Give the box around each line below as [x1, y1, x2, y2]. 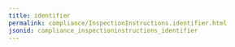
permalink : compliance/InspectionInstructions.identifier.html [8, 19, 228, 27]
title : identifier [8, 11, 71, 20]
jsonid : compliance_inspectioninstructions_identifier [8, 26, 198, 34]
